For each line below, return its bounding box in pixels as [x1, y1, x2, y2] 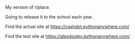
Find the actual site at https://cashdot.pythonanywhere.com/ [5, 23, 130, 29]
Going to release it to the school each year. [5, 14, 94, 19]
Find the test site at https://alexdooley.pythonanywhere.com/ [5, 33, 131, 39]
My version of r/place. [5, 4, 51, 10]
